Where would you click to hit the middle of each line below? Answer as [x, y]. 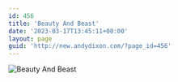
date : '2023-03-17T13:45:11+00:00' [68, 31]
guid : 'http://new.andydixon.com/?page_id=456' [90, 46]
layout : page [30, 39]
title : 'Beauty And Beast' [54, 24]
